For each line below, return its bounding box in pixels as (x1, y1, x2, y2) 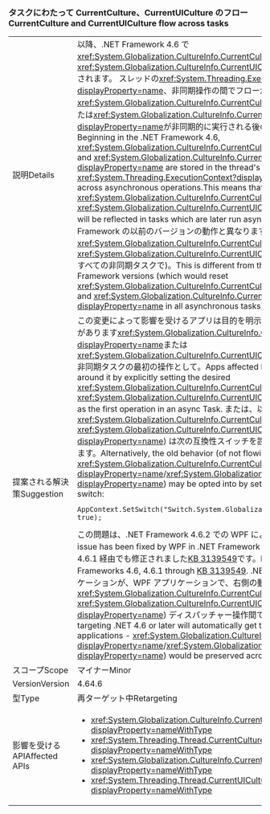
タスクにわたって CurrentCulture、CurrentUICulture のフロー (8, 6, 248, 18)
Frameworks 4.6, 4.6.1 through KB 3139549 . (77, 565, 249, 576)
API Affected (12, 751, 59, 762)
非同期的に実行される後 (171, 121, 260, 133)
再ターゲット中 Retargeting (77, 693, 178, 704)
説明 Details (12, 170, 55, 181)
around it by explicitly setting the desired (77, 372, 231, 383)
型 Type (12, 693, 40, 704)
